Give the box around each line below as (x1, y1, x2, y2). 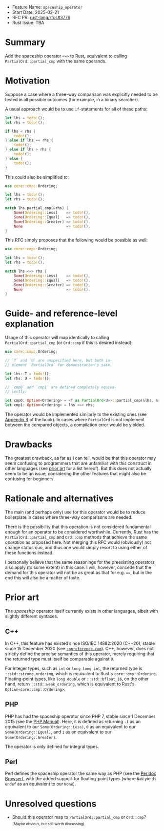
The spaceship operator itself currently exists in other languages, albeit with (5, 608, 159, 614)
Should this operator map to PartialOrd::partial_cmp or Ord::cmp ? (12, 814, 146, 820)
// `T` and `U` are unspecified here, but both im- (5, 358, 112, 363)
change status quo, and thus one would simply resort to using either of (5, 544, 147, 550)
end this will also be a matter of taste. (5, 575, 81, 580)
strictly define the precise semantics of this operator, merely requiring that (5, 651, 155, 657)
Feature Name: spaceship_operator (12, 4, 83, 10)
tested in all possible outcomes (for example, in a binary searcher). (5, 96, 140, 102)
